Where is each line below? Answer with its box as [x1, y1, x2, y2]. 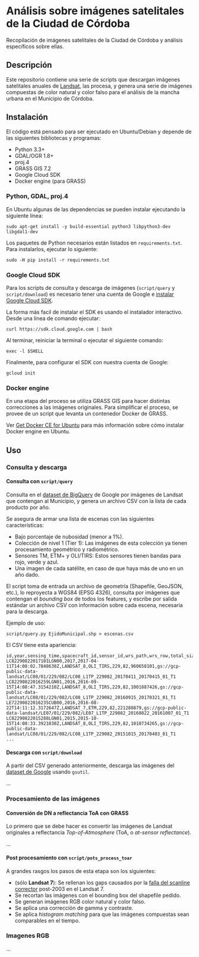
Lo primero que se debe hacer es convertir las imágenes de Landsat [6, 822, 173, 830]
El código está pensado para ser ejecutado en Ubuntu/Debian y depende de [6, 128, 192, 135]
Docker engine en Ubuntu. [6, 428, 70, 435]
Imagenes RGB [6, 931, 49, 940]
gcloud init [6, 370, 36, 376]
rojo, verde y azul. [14, 558, 59, 565]
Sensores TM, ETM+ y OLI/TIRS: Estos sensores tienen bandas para [14, 552, 181, 559]
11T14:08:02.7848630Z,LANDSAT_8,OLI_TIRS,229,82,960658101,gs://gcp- [6, 663, 182, 669]
